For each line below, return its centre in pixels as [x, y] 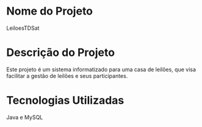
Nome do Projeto [50, 11]
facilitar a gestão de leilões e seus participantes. [67, 76]
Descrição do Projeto [60, 53]
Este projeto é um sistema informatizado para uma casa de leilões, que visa [101, 69]
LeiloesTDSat [23, 28]
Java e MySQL [25, 117]
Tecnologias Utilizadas [65, 101]
